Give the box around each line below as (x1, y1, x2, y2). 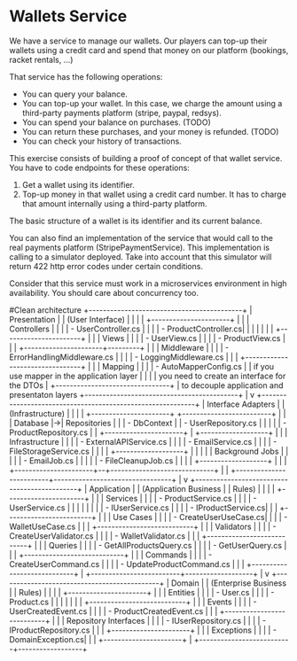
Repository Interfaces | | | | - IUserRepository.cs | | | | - (66, 615, 267, 626)
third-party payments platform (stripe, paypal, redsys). (21, 107, 222, 118)
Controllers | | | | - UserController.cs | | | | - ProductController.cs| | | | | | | (9, 323, 274, 334)
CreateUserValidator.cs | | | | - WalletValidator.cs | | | (9, 530, 200, 541)
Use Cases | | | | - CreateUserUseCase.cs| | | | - (113, 511, 288, 522)
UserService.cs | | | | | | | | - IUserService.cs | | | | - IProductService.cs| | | (9, 502, 277, 513)
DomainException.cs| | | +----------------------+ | (9, 634, 192, 644)
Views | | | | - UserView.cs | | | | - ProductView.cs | (101, 332, 286, 343)
